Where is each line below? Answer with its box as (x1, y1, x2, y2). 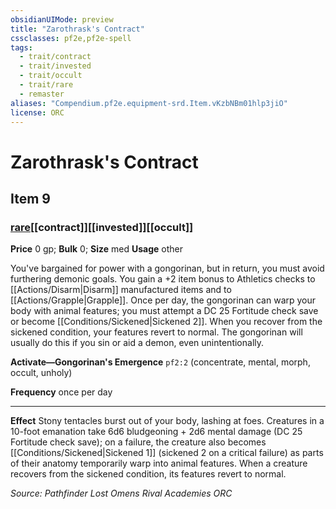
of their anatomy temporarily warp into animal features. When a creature (10, 457, 308, 470)
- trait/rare (19, 80, 74, 90)
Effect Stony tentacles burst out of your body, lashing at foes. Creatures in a (10, 415, 325, 427)
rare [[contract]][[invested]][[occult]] (10, 220, 194, 234)
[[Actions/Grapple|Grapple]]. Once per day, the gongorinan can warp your (10, 294, 317, 306)
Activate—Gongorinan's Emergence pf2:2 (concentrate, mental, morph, (10, 356, 311, 368)
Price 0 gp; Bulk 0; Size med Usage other (10, 243, 184, 255)
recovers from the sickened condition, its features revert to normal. (10, 468, 287, 480)
